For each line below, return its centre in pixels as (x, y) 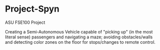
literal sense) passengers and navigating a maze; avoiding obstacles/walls (79, 37)
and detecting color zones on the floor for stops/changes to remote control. (80, 42)
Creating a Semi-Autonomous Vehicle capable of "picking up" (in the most (79, 32)
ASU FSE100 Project (25, 22)
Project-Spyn (32, 9)
